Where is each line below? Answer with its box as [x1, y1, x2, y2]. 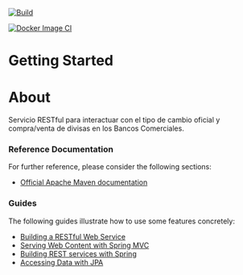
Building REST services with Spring [19, 248, 137, 258]
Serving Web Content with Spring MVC [19, 240, 150, 250]
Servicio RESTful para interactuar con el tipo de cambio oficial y [8, 115, 220, 125]
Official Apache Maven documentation [19, 177, 148, 187]
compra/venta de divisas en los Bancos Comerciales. [8, 123, 185, 133]
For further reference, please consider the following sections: [8, 162, 212, 172]
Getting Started [8, 52, 114, 70]
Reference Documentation [8, 144, 114, 155]
